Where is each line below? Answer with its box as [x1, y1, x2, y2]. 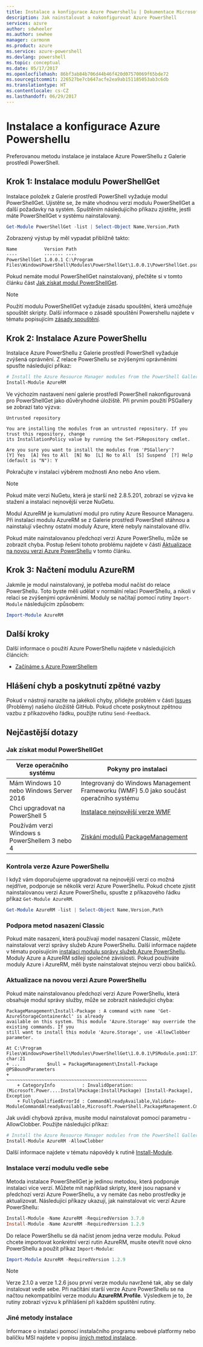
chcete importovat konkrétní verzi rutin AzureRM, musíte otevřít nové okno [6, 1238, 192, 1246]
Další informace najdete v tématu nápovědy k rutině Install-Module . [6, 1149, 173, 1156]
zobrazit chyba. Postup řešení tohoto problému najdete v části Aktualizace [6, 541, 192, 548]
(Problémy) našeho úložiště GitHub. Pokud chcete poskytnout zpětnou [6, 703, 182, 710]
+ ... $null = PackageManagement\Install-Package [6, 1061, 158, 1067]
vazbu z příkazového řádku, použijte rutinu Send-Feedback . [6, 710, 151, 717]
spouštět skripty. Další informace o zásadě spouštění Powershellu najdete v [6, 309, 195, 316]
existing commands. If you [6, 1024, 74, 1030]
